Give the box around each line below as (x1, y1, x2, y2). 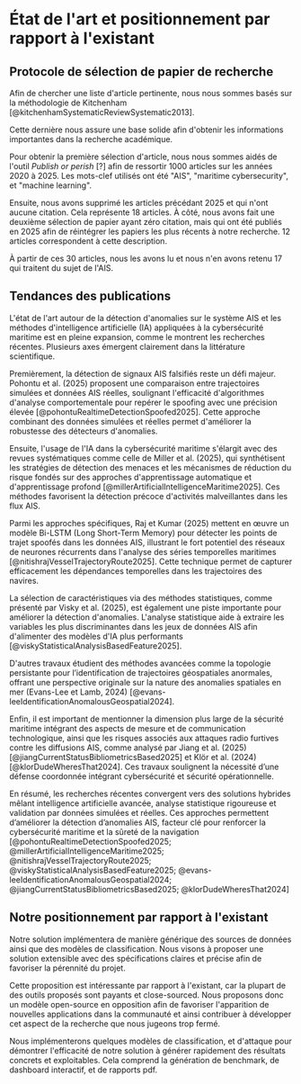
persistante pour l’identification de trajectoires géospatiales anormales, (9, 667, 273, 678)
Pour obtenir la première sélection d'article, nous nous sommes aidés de (9, 151, 278, 162)
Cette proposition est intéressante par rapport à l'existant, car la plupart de (9, 980, 287, 990)
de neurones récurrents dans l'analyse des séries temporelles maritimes (9, 546, 277, 557)
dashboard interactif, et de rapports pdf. (9, 1064, 158, 1075)
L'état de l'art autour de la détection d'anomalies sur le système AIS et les (9, 312, 281, 323)
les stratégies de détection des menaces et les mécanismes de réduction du (9, 461, 292, 472)
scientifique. (9, 351, 56, 362)
